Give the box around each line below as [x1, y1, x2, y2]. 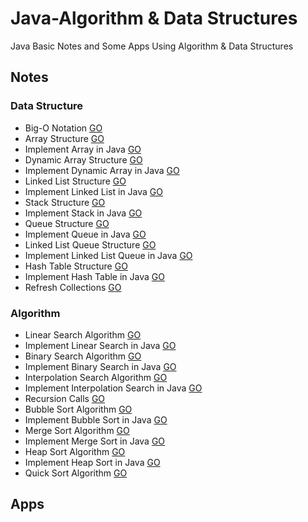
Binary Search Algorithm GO [24, 350, 142, 362]
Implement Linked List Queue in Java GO [24, 249, 193, 261]
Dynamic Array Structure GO [24, 153, 143, 166]
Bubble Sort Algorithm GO [24, 403, 133, 415]
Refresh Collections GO [24, 281, 122, 293]
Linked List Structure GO [24, 175, 127, 187]
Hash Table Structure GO [24, 260, 128, 272]
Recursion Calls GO [24, 392, 106, 404]
